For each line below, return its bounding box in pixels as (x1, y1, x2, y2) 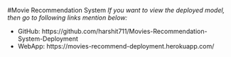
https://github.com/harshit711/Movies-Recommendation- (41, 27, 208, 35)
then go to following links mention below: (7, 13, 128, 22)
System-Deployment (17, 34, 78, 43)
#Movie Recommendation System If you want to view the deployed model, (7, 6, 225, 14)
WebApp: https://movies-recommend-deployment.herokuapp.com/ (17, 42, 215, 50)
